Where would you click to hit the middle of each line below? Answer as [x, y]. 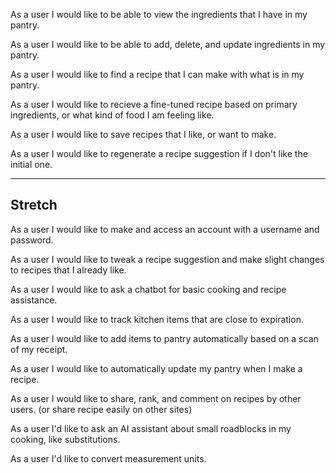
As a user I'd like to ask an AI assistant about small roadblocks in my [151, 428]
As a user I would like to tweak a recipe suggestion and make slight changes [167, 259]
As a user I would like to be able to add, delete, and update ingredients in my [168, 44]
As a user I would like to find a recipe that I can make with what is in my [157, 74]
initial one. [31, 164]
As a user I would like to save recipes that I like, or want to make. [143, 134]
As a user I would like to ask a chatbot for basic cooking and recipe [148, 289]
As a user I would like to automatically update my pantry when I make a [156, 368]
